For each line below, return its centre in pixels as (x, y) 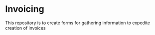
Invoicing (25, 9)
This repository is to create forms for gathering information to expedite (78, 23)
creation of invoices (25, 28)
